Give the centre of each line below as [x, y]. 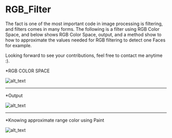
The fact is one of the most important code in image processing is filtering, [84, 24]
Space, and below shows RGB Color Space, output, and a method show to [83, 34]
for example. [19, 45]
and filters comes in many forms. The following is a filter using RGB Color [82, 29]
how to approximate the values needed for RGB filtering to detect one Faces [85, 40]
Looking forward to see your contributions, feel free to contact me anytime [84, 55]
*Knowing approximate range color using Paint [55, 120]
